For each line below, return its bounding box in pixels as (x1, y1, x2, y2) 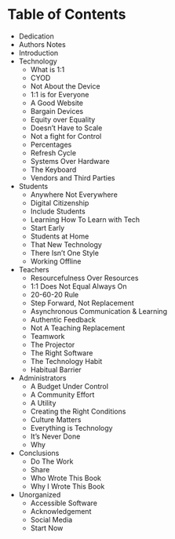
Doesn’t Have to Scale (30, 123, 103, 133)
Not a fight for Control (30, 131, 102, 140)
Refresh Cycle (30, 147, 76, 158)
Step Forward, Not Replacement (30, 298, 134, 308)
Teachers (18, 264, 49, 274)
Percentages (30, 140, 72, 149)
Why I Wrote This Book (30, 481, 105, 491)
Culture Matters (30, 414, 82, 424)
